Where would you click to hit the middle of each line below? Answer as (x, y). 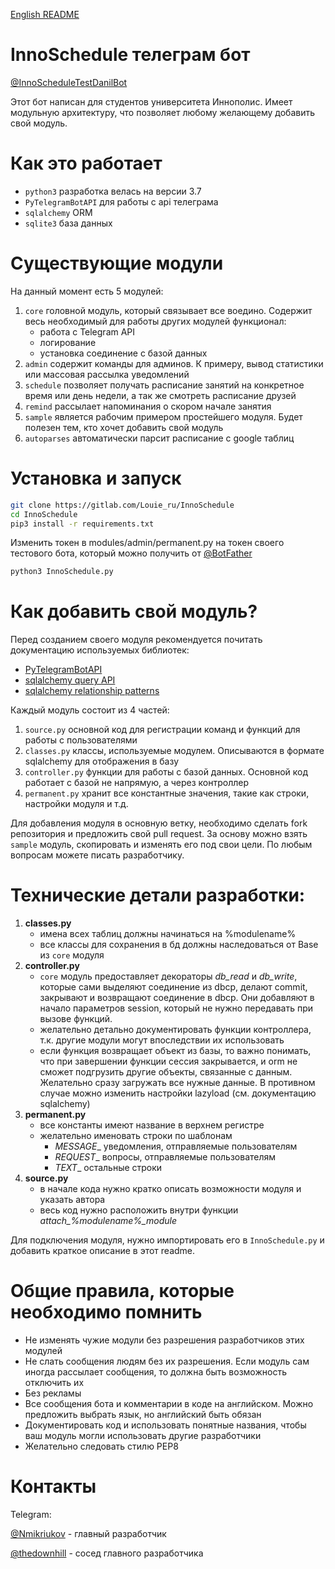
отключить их (54, 1383)
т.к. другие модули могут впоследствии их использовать (162, 1040)
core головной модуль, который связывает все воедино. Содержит (168, 310)
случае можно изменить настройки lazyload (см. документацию (178, 1093)
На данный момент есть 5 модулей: (87, 291)
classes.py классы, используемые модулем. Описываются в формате (174, 751)
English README (45, 14)
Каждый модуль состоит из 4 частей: (90, 710)
